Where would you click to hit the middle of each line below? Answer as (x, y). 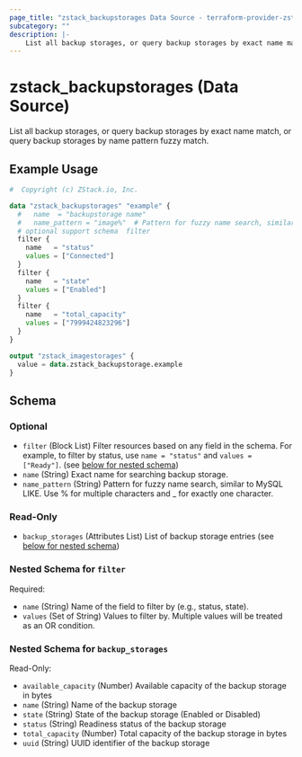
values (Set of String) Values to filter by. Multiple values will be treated (152, 616)
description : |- (40, 34)
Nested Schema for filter (67, 569)
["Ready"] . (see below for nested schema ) (101, 465)
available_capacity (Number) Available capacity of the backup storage (155, 685)
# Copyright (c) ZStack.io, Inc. (74, 190)
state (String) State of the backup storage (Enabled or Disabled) (141, 714)
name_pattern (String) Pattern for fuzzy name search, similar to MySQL (152, 484)
